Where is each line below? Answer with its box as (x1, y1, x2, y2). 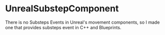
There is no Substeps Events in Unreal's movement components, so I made (5, 19, 160, 25)
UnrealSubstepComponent (5, 3, 119, 14)
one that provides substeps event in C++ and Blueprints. (5, 24, 121, 30)
